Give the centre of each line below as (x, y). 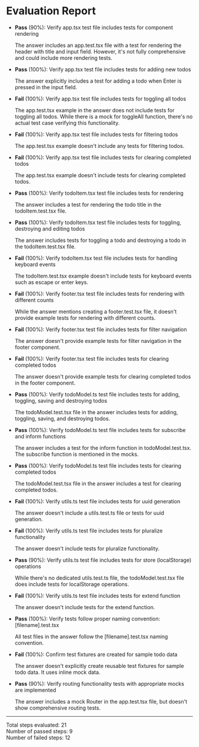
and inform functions (40, 436)
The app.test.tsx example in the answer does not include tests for (94, 110)
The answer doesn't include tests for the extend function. (85, 607)
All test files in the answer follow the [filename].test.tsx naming (91, 636)
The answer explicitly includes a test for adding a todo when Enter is (98, 81)
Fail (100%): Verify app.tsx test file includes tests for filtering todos (96, 134)
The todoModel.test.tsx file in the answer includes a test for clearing (98, 483)
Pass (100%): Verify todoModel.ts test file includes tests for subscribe (100, 430)
